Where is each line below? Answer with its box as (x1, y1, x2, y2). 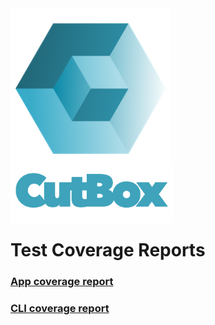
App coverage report (10, 275, 114, 289)
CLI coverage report (10, 302, 110, 316)
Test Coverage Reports (10, 239, 206, 262)
